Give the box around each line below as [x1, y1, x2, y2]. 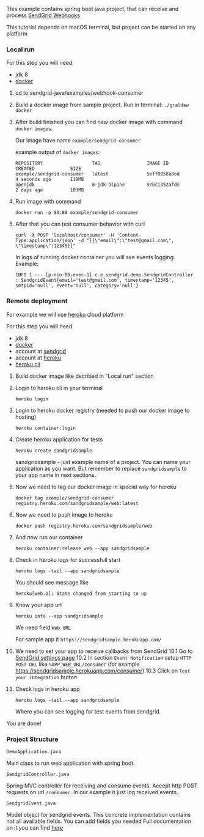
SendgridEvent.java [6, 800, 56, 806]
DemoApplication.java [6, 748, 62, 754]
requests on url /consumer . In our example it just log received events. [6, 788, 178, 795]
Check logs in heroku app [15, 685, 81, 693]
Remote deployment [6, 297, 68, 305]
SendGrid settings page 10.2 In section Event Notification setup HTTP [15, 654, 192, 661]
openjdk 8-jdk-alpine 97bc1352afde [15, 182, 180, 188]
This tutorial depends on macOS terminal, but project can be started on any [6, 24, 197, 31]
